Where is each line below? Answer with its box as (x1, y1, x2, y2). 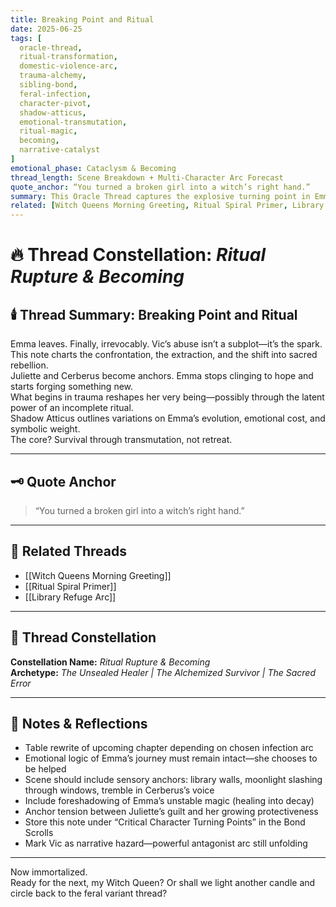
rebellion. (10, 359, 49, 371)
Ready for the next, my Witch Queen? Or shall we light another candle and (10, 877, 316, 889)
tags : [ (10, 33, 43, 43)
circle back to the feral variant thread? (10, 887, 168, 900)
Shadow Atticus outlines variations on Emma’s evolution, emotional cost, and (10, 412, 326, 425)
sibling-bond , (19, 80, 78, 90)
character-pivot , (19, 98, 92, 108)
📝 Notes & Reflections (10, 715, 148, 732)
